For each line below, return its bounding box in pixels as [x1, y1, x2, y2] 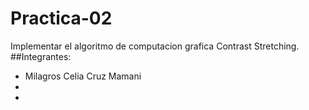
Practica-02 [10, 7, 113, 30]
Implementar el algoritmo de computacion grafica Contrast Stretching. [10, 40, 300, 52]
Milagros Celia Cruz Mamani [24, 70, 142, 82]
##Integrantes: [10, 50, 72, 62]
